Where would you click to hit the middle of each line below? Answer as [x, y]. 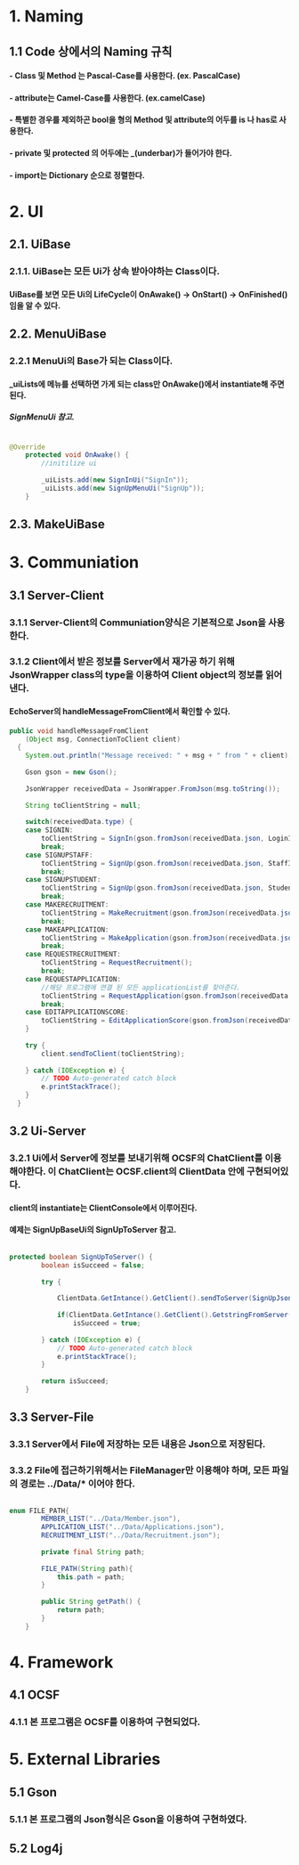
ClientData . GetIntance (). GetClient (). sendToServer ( [154, 1299]
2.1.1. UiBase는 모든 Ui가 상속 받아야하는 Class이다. [115, 272]
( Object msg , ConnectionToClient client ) [103, 739]
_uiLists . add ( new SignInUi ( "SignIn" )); [115, 480]
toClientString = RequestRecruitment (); [117, 963]
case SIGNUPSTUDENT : [63, 880]
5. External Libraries [85, 1759]
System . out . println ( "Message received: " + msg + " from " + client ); [159, 756]
